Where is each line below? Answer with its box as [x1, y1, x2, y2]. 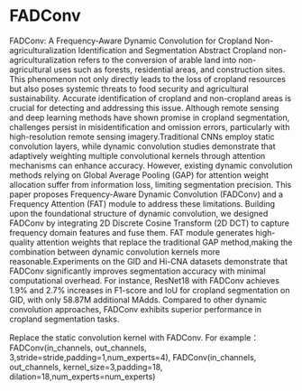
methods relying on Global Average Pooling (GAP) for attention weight [9, 169, 269, 181]
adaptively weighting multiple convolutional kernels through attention [9, 150, 266, 161]
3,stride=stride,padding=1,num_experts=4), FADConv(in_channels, [9, 351, 257, 362]
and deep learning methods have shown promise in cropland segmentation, [9, 112, 290, 123]
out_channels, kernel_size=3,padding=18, [9, 361, 163, 372]
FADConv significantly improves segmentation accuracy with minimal [9, 265, 266, 276]
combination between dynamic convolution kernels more [9, 246, 221, 257]
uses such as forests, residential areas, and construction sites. [53, 64, 286, 75]
